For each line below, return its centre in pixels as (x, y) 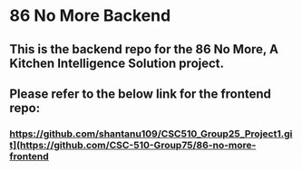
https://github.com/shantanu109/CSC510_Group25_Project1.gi (151, 134)
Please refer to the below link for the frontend (141, 94)
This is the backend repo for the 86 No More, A (144, 49)
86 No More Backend (90, 16)
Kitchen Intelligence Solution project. (117, 63)
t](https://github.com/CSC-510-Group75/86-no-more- (133, 145)
